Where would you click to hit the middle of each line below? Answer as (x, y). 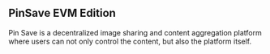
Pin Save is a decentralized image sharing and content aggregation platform (135, 32)
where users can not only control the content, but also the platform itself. (130, 41)
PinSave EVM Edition (62, 13)
